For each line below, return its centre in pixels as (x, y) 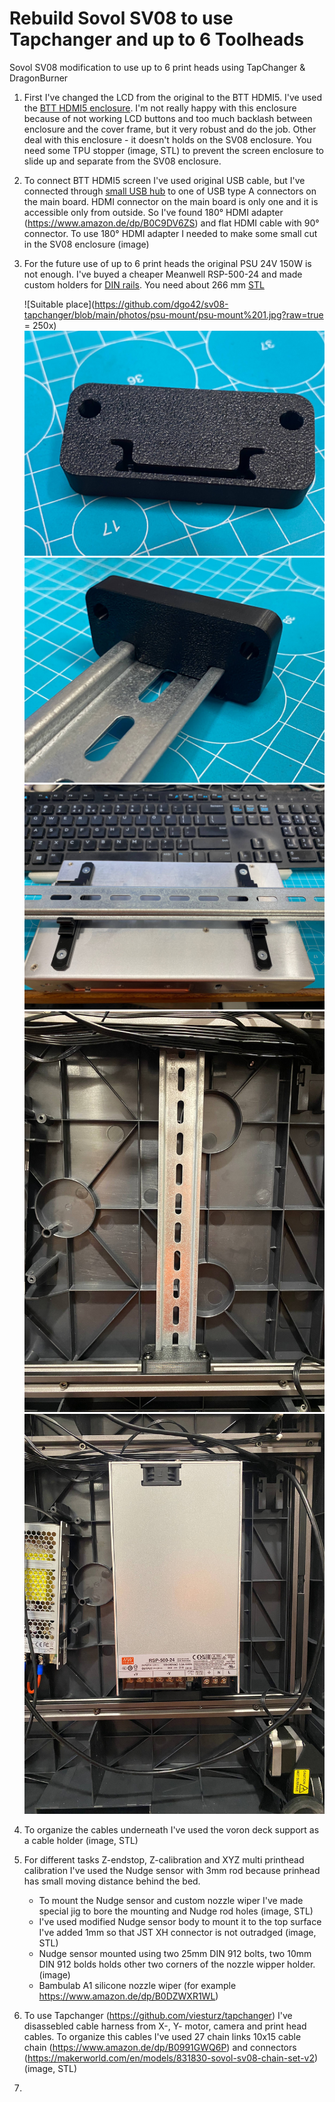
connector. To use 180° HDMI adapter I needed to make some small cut (170, 233)
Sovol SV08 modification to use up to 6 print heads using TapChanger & (157, 67)
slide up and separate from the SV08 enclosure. (122, 161)
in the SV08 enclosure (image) (86, 244)
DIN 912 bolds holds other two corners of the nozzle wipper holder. (177, 1964)
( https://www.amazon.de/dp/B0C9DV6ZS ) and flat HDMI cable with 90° (171, 223)
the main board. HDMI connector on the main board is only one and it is (171, 201)
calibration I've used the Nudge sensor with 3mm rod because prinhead (172, 1870)
